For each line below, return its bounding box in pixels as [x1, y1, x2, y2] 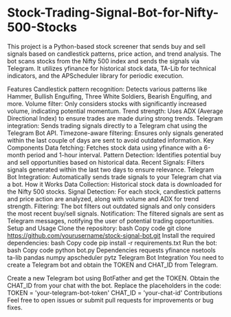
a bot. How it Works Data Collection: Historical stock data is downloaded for [7, 180, 222, 188]
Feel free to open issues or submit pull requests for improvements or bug [7, 296, 214, 304]
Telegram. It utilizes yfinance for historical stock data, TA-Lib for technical [7, 64, 217, 72]
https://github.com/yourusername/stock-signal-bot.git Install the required [7, 231, 215, 239]
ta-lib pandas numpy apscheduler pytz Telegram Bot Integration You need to [7, 253, 224, 261]
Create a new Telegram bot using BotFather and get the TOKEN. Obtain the [7, 274, 220, 282]
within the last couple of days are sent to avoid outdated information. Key [7, 136, 214, 144]
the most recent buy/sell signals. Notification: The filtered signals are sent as [7, 209, 224, 218]
